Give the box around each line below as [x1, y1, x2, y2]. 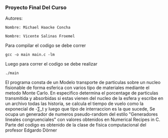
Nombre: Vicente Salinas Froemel [5, 34, 75, 39]
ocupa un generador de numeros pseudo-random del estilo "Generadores [5, 111, 158, 117]
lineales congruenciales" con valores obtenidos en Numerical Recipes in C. [5, 116, 160, 122]
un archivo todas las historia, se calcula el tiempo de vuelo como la [5, 100, 144, 106]
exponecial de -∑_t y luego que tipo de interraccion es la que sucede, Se [5, 106, 155, 112]
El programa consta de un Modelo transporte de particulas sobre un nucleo [5, 79, 161, 85]
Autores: [5, 15, 23, 21]
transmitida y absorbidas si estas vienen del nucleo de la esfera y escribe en [5, 95, 163, 101]
